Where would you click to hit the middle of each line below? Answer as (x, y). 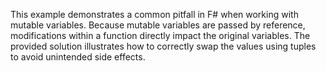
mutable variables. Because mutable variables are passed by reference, (158, 25)
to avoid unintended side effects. (78, 57)
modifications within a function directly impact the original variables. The (160, 35)
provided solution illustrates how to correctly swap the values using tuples (163, 46)
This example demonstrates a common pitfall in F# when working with (154, 14)
